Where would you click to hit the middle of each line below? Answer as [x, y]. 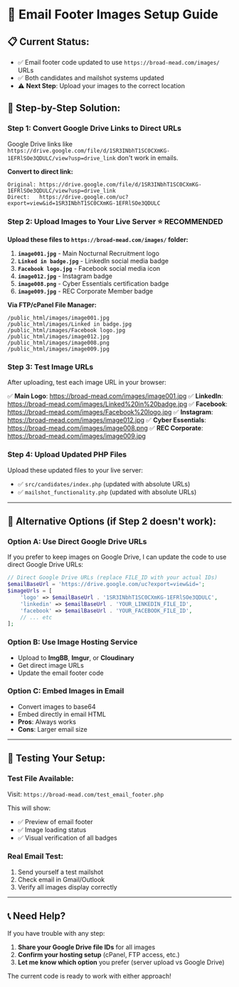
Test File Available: [41, 779]
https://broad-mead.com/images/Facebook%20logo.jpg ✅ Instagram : [110, 412]
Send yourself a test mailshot [60, 872]
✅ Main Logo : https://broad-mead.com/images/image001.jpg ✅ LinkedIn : [115, 396]
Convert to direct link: [40, 171]
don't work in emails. [148, 158]
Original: [22, 184]
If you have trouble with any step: [56, 933]
